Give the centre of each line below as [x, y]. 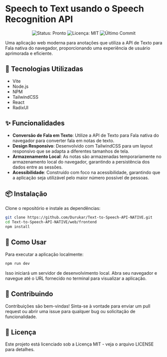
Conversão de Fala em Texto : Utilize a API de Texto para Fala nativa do [86, 135]
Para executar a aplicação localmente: [44, 254]
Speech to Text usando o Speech [75, 9]
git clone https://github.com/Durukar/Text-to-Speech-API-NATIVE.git [79, 217]
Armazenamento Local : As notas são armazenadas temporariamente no [87, 156]
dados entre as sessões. [38, 167]
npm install [17, 227]
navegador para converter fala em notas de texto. [63, 141]
